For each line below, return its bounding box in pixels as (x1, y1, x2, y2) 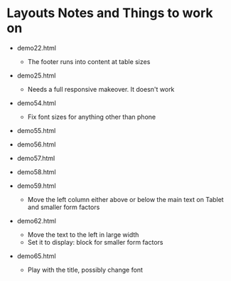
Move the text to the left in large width (27, 230, 139, 239)
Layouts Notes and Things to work (6, 5, 213, 21)
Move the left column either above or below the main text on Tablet (27, 195, 225, 203)
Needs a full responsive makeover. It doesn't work (27, 85, 175, 93)
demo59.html (16, 181, 56, 190)
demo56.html (16, 140, 56, 149)
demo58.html (16, 167, 56, 176)
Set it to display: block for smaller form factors (27, 238, 163, 246)
